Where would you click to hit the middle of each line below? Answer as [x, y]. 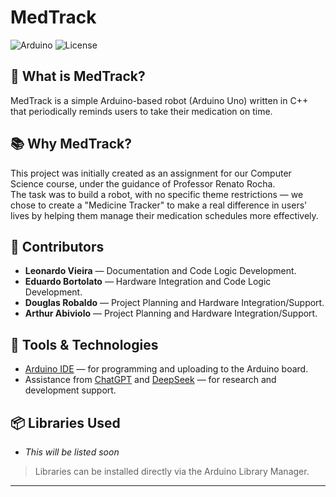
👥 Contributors [57, 246]
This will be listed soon [72, 452]
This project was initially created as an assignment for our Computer [151, 173]
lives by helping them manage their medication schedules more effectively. [164, 215]
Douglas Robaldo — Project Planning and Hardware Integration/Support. [174, 303]
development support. [70, 390]
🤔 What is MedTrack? [78, 76]
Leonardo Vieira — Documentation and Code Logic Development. [160, 271]
